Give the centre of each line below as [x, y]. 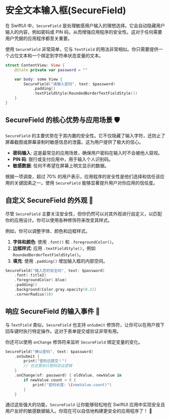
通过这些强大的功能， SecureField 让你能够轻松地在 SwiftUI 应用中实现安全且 [85, 405]
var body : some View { [38, 79]
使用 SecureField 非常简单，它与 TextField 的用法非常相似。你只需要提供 [82, 49]
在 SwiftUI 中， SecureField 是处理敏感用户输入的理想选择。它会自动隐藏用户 [85, 26]
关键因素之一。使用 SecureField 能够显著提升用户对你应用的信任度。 [86, 183]
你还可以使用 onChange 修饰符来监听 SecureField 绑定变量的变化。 [74, 342]
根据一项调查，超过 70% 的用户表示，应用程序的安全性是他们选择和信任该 [83, 176]
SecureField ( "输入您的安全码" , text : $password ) [55, 270]
